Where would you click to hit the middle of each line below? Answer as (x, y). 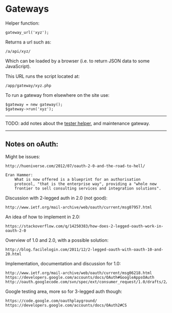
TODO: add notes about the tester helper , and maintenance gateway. (78, 123)
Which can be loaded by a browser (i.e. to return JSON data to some (78, 61)
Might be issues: (23, 156)
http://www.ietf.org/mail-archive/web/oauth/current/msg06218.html (79, 273)
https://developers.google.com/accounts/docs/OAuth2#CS (66, 305)
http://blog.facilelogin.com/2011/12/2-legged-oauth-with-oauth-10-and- (84, 249)
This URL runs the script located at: (43, 76)
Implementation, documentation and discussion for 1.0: (63, 263)
